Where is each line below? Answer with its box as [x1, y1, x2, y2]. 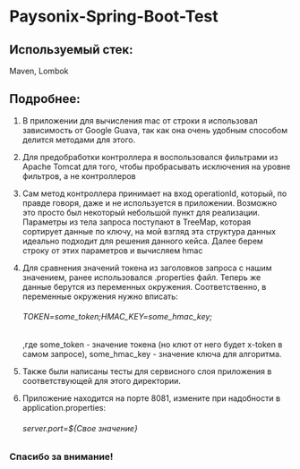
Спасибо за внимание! [9, 450, 114, 463]
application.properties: [21, 403, 107, 414]
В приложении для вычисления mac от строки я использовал [21, 115, 258, 126]
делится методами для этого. [21, 134, 136, 145]
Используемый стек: [9, 42, 133, 57]
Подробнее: [9, 91, 81, 107]
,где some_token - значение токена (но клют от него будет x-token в [21, 339, 283, 350]
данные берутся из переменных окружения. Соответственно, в [21, 281, 267, 292]
